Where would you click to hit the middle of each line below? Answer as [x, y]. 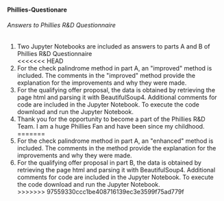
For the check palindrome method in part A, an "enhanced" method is [115, 141]
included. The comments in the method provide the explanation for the [116, 148]
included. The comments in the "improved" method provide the [106, 75]
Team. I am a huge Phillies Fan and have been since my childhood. [111, 126]
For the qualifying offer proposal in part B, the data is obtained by [109, 162]
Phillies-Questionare [37, 10]
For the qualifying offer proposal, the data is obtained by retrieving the [116, 90]
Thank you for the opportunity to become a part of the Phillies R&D [111, 119]
